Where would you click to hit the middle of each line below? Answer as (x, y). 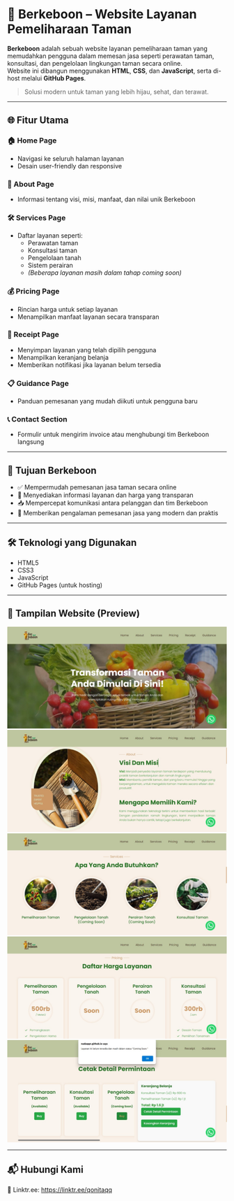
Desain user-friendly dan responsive (70, 166)
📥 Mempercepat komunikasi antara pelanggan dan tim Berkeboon (112, 503)
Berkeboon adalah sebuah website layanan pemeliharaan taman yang (107, 48)
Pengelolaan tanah (54, 258)
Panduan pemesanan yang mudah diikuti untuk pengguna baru (108, 401)
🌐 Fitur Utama (38, 121)
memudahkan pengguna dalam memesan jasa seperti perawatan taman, (111, 56)
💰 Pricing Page (33, 292)
